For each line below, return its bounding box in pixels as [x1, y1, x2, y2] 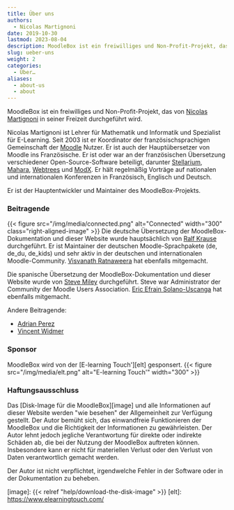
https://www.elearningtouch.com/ [7, 495, 104, 504]
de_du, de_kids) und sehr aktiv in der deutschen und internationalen [7, 249, 203, 258]
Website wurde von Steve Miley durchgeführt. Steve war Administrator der [7, 277, 221, 286]
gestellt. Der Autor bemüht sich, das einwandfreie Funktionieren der [7, 416, 202, 425]
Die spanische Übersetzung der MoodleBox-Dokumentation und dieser [7, 270, 211, 279]
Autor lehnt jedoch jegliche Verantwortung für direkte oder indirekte [7, 431, 202, 439]
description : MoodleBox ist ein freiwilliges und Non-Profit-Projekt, [7, 43, 217, 50]
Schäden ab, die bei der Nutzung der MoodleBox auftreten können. [7, 438, 200, 447]
